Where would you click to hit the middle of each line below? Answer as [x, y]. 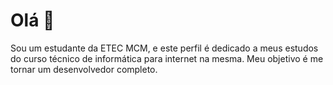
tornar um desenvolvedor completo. [84, 69]
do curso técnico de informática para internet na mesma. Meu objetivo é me [167, 58]
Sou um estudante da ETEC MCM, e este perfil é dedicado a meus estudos [164, 48]
